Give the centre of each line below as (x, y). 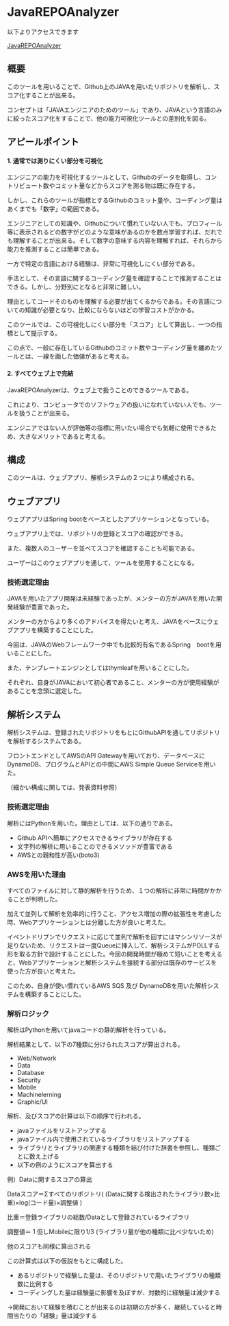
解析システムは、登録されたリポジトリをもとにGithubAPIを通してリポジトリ (114, 733)
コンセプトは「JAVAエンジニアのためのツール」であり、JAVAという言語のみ (114, 110)
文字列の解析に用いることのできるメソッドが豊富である (95, 846)
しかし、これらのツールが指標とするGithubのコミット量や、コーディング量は (115, 200)
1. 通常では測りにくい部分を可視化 (55, 160)
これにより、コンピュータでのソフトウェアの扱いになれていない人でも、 (109, 405)
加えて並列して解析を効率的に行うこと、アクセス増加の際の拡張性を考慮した (114, 913)
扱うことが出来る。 (46, 413)
